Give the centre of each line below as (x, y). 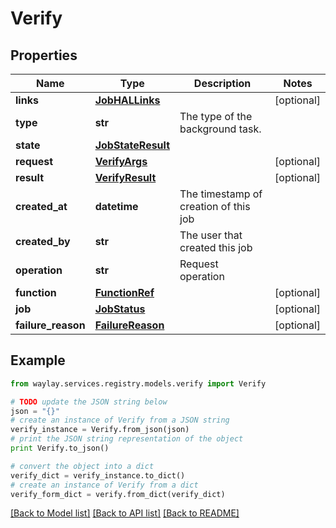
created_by (43, 241)
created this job (216, 247)
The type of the (216, 116)
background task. (220, 129)
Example (38, 360)
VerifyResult (125, 177)
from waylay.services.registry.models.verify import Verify (138, 383)
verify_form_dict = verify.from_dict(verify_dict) (118, 494)
